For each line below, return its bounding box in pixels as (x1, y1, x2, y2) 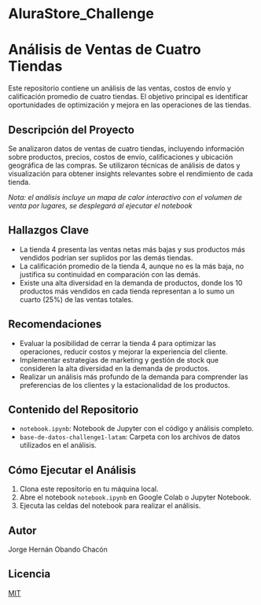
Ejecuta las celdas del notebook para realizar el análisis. (19, 501, 201, 511)
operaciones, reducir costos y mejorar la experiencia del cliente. (19, 347, 228, 356)
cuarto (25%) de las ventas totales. (19, 294, 134, 304)
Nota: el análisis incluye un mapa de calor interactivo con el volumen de (8, 192, 242, 201)
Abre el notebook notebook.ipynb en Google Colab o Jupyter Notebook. (19, 492, 252, 502)
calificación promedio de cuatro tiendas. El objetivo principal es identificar (8, 92, 248, 101)
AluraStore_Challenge (8, 5, 155, 23)
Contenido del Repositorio (8, 403, 139, 416)
